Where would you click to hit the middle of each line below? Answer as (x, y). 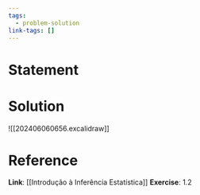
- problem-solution (48, 23)
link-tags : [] (32, 30)
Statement (44, 70)
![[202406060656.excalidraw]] (59, 128)
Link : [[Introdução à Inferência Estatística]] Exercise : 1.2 (100, 182)
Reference (43, 160)
